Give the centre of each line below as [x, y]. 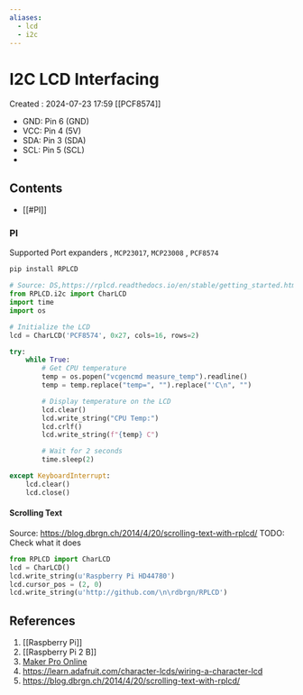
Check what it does [45, 543]
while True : [48, 360]
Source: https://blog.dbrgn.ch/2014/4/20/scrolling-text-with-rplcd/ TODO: [147, 533]
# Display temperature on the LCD [106, 401]
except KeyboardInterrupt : [60, 476]
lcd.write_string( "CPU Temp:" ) [101, 418]
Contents [36, 188]
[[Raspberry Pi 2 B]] [60, 652]
